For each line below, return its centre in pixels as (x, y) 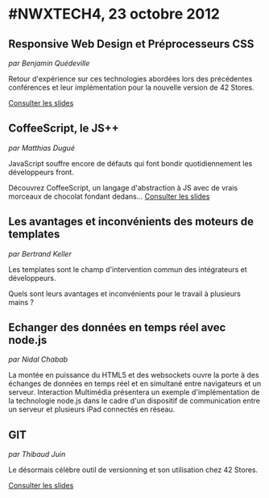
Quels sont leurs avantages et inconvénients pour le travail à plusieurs (125, 293)
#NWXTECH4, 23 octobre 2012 (114, 14)
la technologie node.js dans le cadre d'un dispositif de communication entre (134, 401)
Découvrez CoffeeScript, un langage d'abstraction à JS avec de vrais (123, 187)
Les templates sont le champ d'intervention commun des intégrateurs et (128, 269)
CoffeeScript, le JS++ (64, 129)
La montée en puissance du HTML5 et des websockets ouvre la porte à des (134, 375)
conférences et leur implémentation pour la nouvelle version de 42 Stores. (132, 87)
